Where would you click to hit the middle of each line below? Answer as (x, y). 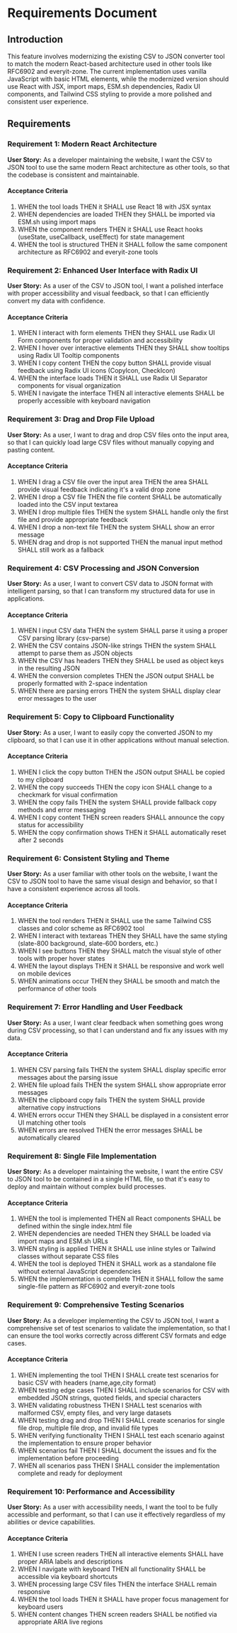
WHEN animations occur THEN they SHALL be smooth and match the (119, 981)
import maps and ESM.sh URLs (63, 1241)
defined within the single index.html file (75, 1226)
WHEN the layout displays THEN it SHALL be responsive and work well (121, 966)
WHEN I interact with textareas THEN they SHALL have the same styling (122, 936)
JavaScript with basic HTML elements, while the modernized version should (118, 79)
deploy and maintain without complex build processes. (87, 1186)
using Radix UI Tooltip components (69, 356)
